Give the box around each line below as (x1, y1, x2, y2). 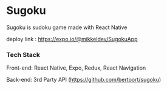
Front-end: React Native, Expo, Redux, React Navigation (6, 64, 146, 71)
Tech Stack (6, 50, 41, 59)
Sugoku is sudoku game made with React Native (6, 24, 128, 31)
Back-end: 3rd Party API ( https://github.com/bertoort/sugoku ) (6, 76, 162, 84)
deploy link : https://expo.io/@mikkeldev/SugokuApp (6, 35, 138, 42)
